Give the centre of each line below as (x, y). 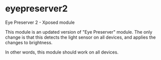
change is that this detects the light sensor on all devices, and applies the (80, 37)
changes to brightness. (29, 42)
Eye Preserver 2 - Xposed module (40, 22)
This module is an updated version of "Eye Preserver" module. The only (79, 32)
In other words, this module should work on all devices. (62, 52)
